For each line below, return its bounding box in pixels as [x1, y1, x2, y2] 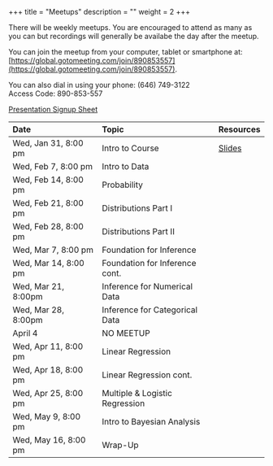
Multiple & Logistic [102, 388, 173, 398]
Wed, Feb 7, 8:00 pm [12, 161, 93, 172]
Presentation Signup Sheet [8, 105, 98, 114]
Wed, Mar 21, [12, 281, 65, 292]
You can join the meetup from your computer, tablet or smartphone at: [8, 47, 243, 56]
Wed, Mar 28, [12, 304, 65, 316]
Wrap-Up [102, 439, 140, 451]
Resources [218, 124, 261, 135]
